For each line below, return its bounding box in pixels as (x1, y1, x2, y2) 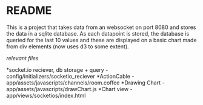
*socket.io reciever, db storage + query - (6, 66, 108, 73)
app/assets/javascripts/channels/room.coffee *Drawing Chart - (6, 79, 165, 86)
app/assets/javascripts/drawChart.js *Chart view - (6, 85, 133, 92)
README (6, 4, 52, 17)
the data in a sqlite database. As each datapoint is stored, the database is (6, 30, 190, 37)
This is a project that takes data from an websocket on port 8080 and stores (6, 24, 196, 31)
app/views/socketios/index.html (6, 92, 86, 99)
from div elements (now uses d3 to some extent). (6, 43, 129, 50)
